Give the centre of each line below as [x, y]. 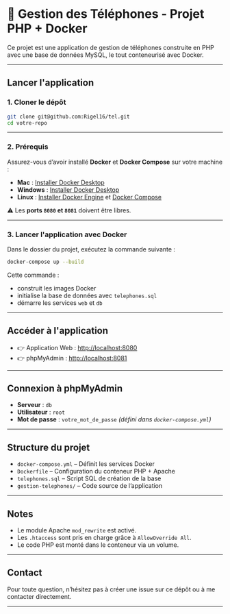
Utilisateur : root [41, 412]
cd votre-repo [27, 123]
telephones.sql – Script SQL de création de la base [89, 478]
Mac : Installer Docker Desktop [61, 182]
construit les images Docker [56, 288]
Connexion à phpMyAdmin [65, 389]
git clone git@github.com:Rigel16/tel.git [68, 116]
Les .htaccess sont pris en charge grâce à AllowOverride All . [104, 538]
